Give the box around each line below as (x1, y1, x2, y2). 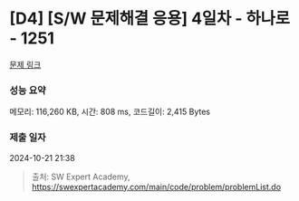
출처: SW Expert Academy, (31, 171, 130, 182)
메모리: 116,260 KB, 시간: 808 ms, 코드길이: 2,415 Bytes (9, 106, 211, 118)
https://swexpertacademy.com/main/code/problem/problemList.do (31, 181, 282, 192)
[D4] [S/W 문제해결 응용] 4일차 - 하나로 (9, 8, 291, 29)
